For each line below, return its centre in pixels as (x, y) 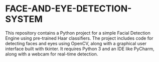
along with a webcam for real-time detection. (52, 54)
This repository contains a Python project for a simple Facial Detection (78, 33)
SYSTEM (24, 19)
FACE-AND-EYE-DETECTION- (68, 9)
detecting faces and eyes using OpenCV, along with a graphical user (76, 43)
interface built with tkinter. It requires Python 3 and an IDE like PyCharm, (80, 49)
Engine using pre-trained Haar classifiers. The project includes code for (79, 38)
